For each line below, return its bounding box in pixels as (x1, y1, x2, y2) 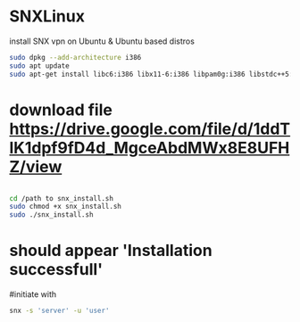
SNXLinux (9, 6, 85, 27)
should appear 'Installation (9, 241, 212, 260)
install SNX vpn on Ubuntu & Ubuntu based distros (9, 36, 195, 46)
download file (9, 100, 113, 120)
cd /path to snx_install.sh (9, 194, 114, 202)
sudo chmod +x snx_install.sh (9, 202, 122, 211)
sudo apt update (9, 61, 70, 70)
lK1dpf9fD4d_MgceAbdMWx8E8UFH (9, 137, 290, 158)
